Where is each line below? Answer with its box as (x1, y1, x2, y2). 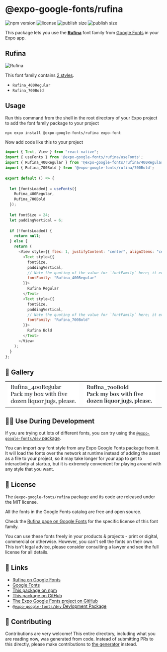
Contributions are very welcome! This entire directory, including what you (5, 631, 156, 637)
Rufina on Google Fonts (12, 576, 61, 583)
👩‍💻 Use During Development (5, 417, 95, 425)
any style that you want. (5, 466, 55, 472)
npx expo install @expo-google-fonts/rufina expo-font (5, 130, 121, 135)
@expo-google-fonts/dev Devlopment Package (12, 603, 107, 609)
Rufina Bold (27, 328, 52, 333)
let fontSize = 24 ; (9, 213, 50, 217)
